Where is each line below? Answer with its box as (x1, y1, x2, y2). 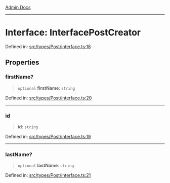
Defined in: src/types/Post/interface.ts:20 (5, 95, 92, 101)
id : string (17, 124, 38, 130)
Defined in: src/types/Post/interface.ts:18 (5, 43, 91, 50)
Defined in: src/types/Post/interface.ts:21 (5, 172, 91, 178)
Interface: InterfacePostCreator (5, 27, 141, 39)
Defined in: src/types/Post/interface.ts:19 (5, 133, 91, 139)
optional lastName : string (17, 162, 74, 169)
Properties (5, 58, 39, 67)
